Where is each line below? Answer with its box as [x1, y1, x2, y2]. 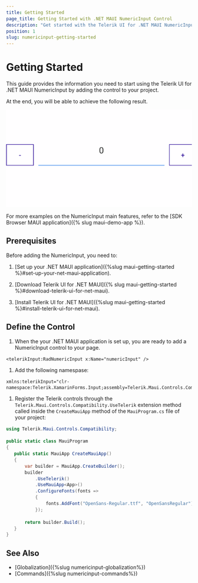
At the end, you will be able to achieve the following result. [6, 98, 148, 105]
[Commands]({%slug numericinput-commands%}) [14, 570, 138, 577]
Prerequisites [6, 236, 57, 246]
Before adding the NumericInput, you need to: [6, 252, 118, 259]
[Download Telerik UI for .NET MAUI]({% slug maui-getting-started [14, 281, 177, 288]
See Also [6, 548, 39, 558]
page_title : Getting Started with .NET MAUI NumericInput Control [6, 15, 173, 22]
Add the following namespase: [14, 366, 89, 373]
